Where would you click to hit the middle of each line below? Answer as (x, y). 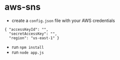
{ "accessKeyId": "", (27, 29)
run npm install (28, 47)
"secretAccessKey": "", (33, 34)
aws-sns (23, 7)
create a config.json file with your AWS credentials (63, 20)
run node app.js (28, 52)
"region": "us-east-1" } (34, 38)
